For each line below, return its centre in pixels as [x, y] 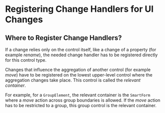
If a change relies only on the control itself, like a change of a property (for [81, 50]
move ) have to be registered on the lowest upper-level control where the [79, 75]
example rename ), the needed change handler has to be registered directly [82, 55]
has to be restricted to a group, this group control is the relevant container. [81, 105]
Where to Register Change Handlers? [63, 38]
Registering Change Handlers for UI [80, 9]
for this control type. [26, 60]
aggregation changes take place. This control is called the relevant [73, 80]
